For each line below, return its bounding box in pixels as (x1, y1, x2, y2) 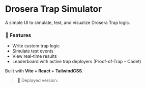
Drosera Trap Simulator (5, 3, 102, 15)
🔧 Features (5, 32, 31, 39)
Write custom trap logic (12, 43, 60, 49)
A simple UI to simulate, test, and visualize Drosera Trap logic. (5, 20, 130, 25)
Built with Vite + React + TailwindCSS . (5, 68, 84, 74)
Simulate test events (12, 48, 54, 54)
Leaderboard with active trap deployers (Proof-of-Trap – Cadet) (12, 59, 142, 65)
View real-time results (12, 53, 57, 59)
